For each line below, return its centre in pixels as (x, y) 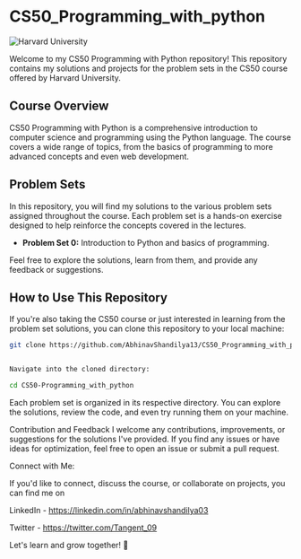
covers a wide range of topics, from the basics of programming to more (141, 146)
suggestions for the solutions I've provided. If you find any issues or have (145, 439)
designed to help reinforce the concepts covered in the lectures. (128, 225)
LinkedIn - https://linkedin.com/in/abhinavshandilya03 (109, 510)
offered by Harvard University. (65, 77)
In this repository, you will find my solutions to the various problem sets (141, 206)
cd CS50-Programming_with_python (72, 386)
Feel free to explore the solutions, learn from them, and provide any (133, 260)
